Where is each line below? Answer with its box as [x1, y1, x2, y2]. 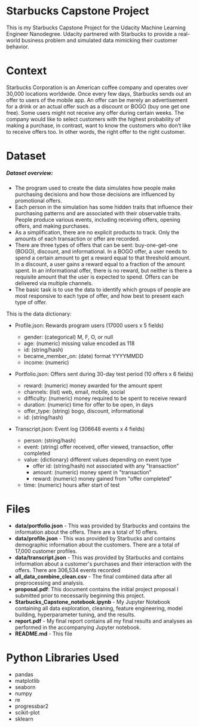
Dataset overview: [6, 169, 53, 176]
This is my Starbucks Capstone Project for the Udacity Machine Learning [6, 24, 186, 31]
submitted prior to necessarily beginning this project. [14, 592, 145, 599]
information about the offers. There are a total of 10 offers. [14, 528, 158, 536]
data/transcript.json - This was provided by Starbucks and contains [14, 554, 184, 561]
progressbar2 [14, 702, 49, 710]
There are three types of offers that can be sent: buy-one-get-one [14, 242, 178, 249]
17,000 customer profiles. [14, 547, 78, 554]
